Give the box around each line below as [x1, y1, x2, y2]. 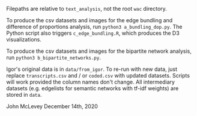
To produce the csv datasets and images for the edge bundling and [6, 17, 173, 23]
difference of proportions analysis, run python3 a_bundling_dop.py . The [6, 23, 183, 30]
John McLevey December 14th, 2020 [6, 103, 98, 110]
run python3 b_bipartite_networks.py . [6, 54, 101, 61]
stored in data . [6, 91, 42, 98]
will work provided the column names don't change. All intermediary [6, 78, 175, 85]
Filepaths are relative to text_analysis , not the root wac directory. [6, 5, 167, 12]
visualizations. [6, 36, 42, 43]
